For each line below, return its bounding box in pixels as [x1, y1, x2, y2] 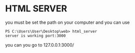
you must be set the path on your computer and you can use [5, 19, 130, 25]
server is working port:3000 [5, 33, 66, 38]
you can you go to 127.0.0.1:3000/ [5, 42, 74, 48]
